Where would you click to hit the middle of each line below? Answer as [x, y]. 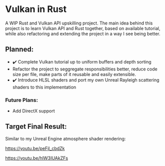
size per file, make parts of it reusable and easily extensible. [74, 74]
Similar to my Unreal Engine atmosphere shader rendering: [65, 138]
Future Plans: [22, 100]
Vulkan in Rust [36, 9]
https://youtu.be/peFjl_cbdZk [35, 148]
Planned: [19, 49]
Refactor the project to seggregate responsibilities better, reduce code [85, 69]
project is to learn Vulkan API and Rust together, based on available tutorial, [83, 28]
